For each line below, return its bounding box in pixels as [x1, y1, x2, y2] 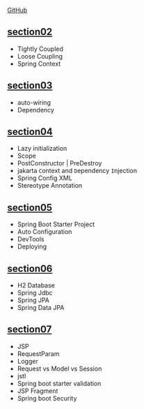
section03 [7, 80, 53, 91]
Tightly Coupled [17, 45, 64, 53]
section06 [7, 262, 53, 274]
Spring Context [17, 59, 61, 68]
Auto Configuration [17, 228, 72, 236]
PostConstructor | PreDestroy [17, 159, 102, 168]
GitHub [7, 6, 28, 14]
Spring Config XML [17, 174, 73, 182]
